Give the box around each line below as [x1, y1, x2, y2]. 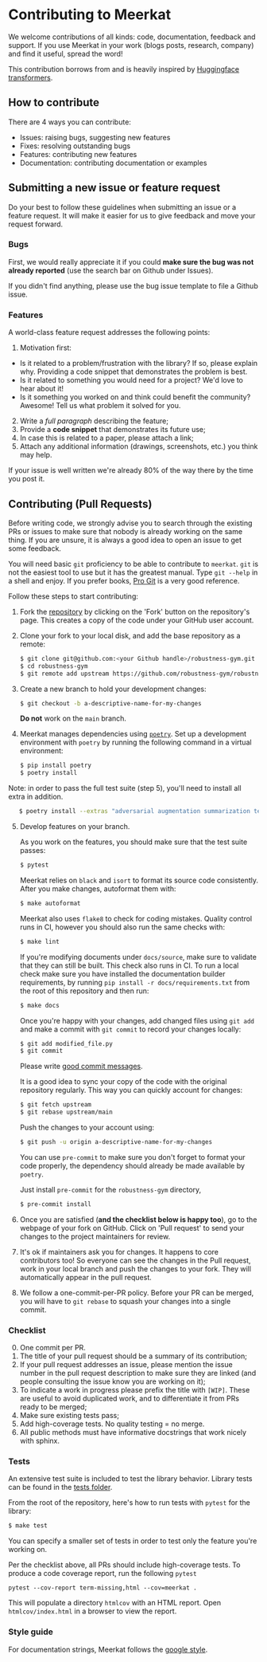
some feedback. [8, 544, 62, 553]
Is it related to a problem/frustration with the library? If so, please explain [19, 359, 258, 368]
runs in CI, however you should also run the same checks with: [19, 922, 225, 932]
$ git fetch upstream [19, 1101, 91, 1109]
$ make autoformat [19, 899, 81, 907]
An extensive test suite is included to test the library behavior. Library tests [8, 1474, 253, 1483]
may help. [19, 450, 52, 460]
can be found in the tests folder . [8, 1483, 113, 1492]
